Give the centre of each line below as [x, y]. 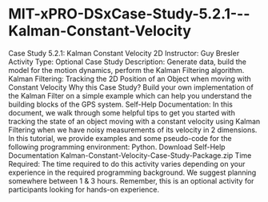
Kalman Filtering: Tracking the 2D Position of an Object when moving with [130, 79]
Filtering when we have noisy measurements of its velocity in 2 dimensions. [133, 130]
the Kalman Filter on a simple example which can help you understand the [130, 95]
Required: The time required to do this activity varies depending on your [127, 164]
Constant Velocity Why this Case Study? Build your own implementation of [131, 87]
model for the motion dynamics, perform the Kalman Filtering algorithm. [126, 70]
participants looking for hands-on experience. [84, 189]
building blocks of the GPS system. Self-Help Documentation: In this [121, 104]
